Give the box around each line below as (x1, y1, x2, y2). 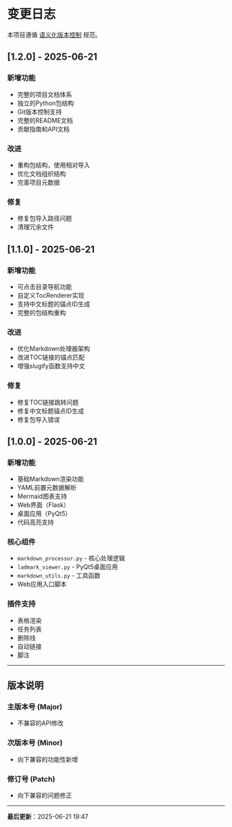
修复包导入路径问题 (17, 214, 72, 222)
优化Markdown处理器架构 (17, 344, 90, 353)
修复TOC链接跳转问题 (17, 398, 79, 406)
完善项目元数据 (17, 178, 60, 186)
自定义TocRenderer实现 (17, 291, 85, 299)
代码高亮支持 (17, 518, 54, 526)
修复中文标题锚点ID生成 (17, 407, 84, 415)
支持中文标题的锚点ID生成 (17, 299, 90, 308)
